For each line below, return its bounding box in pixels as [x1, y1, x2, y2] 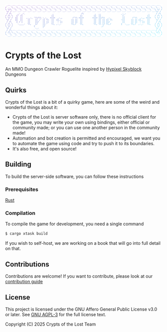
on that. [5, 246, 21, 252]
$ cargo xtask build [5, 231, 48, 236]
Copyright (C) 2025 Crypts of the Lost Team [5, 321, 96, 327]
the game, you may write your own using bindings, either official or [12, 119, 150, 126]
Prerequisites [5, 186, 38, 193]
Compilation [5, 210, 36, 217]
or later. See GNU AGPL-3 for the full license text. [5, 311, 106, 318]
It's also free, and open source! [12, 146, 77, 152]
